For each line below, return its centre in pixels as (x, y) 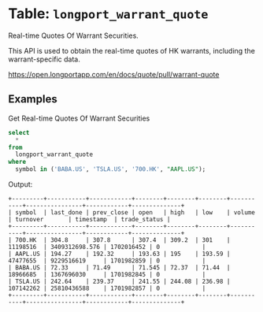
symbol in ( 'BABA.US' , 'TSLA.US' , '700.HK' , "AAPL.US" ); (111, 169)
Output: (20, 184)
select (19, 132)
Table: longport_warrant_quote (108, 14)
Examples (33, 99)
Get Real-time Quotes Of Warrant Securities (79, 118)
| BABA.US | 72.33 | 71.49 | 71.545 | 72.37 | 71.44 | (119, 268)
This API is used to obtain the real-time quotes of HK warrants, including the (132, 50)
